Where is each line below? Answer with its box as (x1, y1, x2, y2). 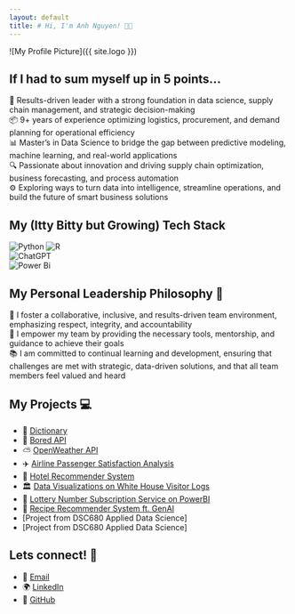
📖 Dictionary (21, 424, 68, 436)
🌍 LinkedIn (21, 581, 64, 592)
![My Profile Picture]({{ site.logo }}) (9, 45, 138, 56)
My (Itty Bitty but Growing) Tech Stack (9, 217, 227, 232)
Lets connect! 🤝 (9, 548, 98, 563)
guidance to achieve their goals (9, 337, 124, 348)
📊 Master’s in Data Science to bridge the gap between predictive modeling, (9, 137, 286, 148)
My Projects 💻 (9, 397, 92, 412)
